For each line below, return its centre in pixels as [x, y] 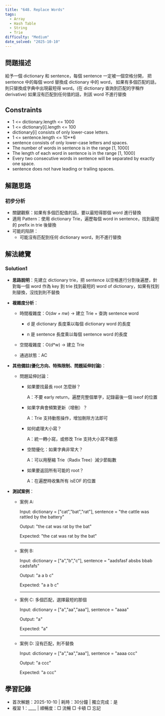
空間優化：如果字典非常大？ [55, 449]
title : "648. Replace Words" [35, 10]
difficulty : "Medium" [27, 37]
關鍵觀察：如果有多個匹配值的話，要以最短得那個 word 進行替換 [77, 213]
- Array [17, 19]
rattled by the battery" [42, 517]
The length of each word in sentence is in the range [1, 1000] [74, 153]
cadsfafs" [29, 566]
